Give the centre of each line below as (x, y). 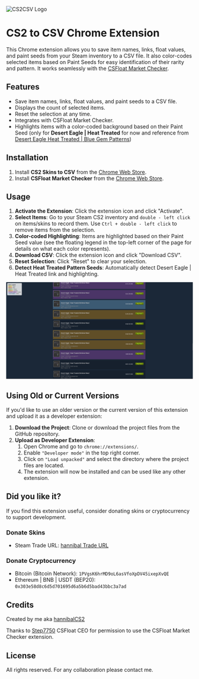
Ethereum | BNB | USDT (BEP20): (55, 580)
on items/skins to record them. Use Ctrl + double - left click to (96, 224)
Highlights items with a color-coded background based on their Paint (99, 126)
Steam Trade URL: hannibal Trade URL (62, 546)
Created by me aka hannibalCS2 (46, 619)
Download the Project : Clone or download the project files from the (97, 428)
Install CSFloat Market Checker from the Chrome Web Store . (89, 178)
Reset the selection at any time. (53, 114)
